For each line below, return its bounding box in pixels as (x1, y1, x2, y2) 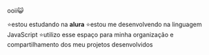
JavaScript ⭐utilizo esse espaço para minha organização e (7, 31, 174, 38)
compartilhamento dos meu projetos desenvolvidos (7, 41, 153, 48)
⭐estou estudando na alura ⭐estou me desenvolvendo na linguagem (7, 21, 202, 28)
